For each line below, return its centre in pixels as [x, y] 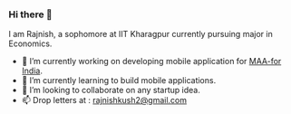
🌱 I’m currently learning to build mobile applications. [119, 81]
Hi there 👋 [31, 14]
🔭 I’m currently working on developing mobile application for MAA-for [151, 62]
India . [32, 71]
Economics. [30, 43]
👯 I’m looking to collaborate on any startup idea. [111, 90]
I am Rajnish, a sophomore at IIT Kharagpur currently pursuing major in [141, 34]
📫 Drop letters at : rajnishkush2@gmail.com [104, 100]
